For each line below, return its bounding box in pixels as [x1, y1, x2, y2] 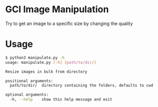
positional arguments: [5, 78, 53, 84]
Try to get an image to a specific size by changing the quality [5, 20, 133, 26]
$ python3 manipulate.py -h [5, 55, 65, 60]
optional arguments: [5, 92, 49, 97]
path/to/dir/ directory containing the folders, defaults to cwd [10, 83, 153, 88]
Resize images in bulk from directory [5, 69, 87, 74]
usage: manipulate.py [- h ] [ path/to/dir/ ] [5, 60, 97, 65]
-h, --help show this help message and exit [10, 97, 113, 102]
